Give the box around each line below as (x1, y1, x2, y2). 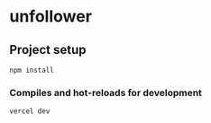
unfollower (9, 6, 93, 27)
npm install (9, 66, 54, 75)
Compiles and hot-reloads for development (9, 86, 203, 99)
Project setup (9, 42, 87, 57)
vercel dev (9, 107, 50, 116)
